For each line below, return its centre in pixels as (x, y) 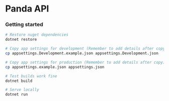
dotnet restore (21, 40)
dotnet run (17, 94)
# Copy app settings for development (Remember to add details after (80, 49)
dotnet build (19, 81)
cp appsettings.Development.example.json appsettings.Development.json (82, 53)
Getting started (24, 25)
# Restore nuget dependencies (37, 35)
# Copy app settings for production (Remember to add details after (78, 62)
